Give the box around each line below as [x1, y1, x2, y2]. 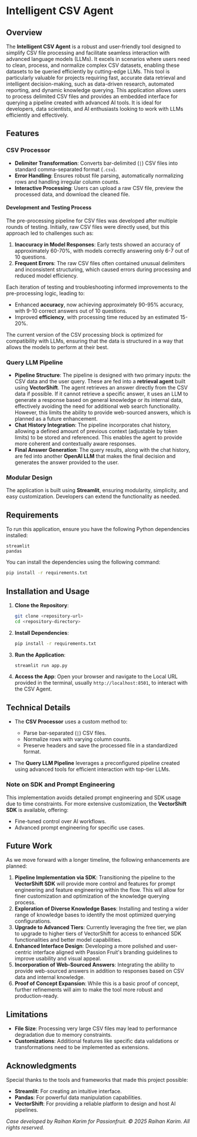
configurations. [14, 918, 52, 925]
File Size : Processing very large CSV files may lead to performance [14, 1025, 178, 1032]
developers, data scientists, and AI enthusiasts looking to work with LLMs [6, 106, 184, 112]
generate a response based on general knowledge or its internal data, [14, 397, 183, 404]
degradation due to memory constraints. [14, 1031, 113, 1038]
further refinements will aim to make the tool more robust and [14, 986, 163, 993]
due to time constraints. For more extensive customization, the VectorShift [6, 800, 187, 807]
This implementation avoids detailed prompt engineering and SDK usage [6, 794, 181, 801]
